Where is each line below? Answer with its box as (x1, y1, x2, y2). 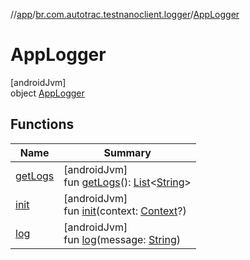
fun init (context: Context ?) (63, 204, 187, 218)
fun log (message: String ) (63, 232, 181, 246)
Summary (103, 145, 152, 159)
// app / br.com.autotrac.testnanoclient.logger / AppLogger (10, 9, 240, 20)
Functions (10, 116, 75, 133)
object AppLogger (10, 87, 85, 99)
